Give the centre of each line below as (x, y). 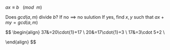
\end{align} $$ (21, 42)
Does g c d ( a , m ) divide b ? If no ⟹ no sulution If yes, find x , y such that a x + (85, 17)
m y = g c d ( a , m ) (22, 22)
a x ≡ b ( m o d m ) (24, 7)
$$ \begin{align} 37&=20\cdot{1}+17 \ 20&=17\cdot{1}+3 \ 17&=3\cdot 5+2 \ (85, 32)
